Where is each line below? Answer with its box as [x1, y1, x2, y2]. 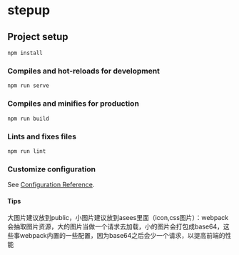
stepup [7, 2, 51, 19]
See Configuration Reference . [7, 181, 95, 189]
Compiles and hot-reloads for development [7, 66, 161, 76]
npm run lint [7, 147, 46, 155]
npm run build [7, 115, 50, 122]
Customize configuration [7, 164, 96, 174]
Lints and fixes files [7, 131, 77, 141]
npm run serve [7, 82, 50, 89]
